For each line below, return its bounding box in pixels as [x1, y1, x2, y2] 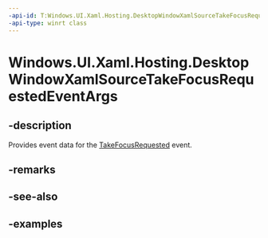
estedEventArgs [8, 87, 118, 105]
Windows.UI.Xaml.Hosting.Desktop [8, 53, 250, 72]
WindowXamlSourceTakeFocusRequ [8, 70, 254, 88]
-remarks [8, 162, 56, 176]
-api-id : [8, 11, 37, 20]
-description [8, 119, 72, 132]
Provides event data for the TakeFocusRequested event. [8, 140, 193, 150]
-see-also [8, 190, 58, 204]
